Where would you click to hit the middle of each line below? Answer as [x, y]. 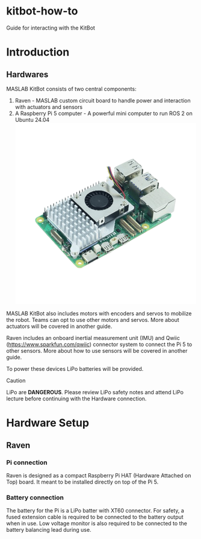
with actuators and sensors [49, 107]
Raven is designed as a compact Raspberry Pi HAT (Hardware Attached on [99, 476]
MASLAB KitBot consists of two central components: [71, 89]
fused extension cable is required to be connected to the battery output [95, 517]
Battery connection [35, 497]
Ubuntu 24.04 [32, 119]
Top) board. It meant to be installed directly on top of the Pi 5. [82, 482]
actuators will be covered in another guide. [59, 326]
